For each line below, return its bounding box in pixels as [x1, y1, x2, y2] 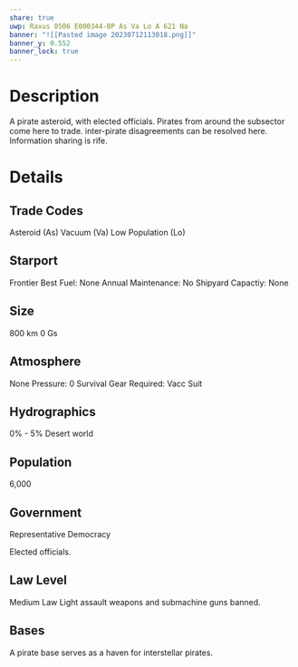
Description [9, 86, 100, 107]
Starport [9, 253, 59, 268]
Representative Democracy [9, 528, 111, 539]
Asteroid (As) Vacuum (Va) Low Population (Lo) [9, 227, 186, 238]
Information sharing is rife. [9, 135, 108, 146]
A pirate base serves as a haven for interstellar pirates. [9, 647, 214, 658]
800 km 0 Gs [9, 327, 58, 338]
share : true [9, 13, 54, 23]
